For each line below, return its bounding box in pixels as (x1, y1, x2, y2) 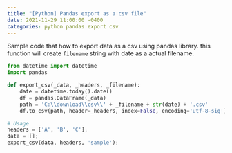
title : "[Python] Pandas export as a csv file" (7, 10, 147, 17)
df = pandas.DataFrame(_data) (19, 94, 107, 101)
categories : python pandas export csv (7, 23, 119, 30)
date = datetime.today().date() (19, 88, 113, 95)
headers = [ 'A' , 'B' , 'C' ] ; (7, 126, 88, 134)
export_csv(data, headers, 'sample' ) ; (7, 139, 119, 146)
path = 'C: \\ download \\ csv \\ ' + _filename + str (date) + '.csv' (19, 101, 209, 108)
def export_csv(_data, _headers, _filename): (7, 82, 140, 89)
